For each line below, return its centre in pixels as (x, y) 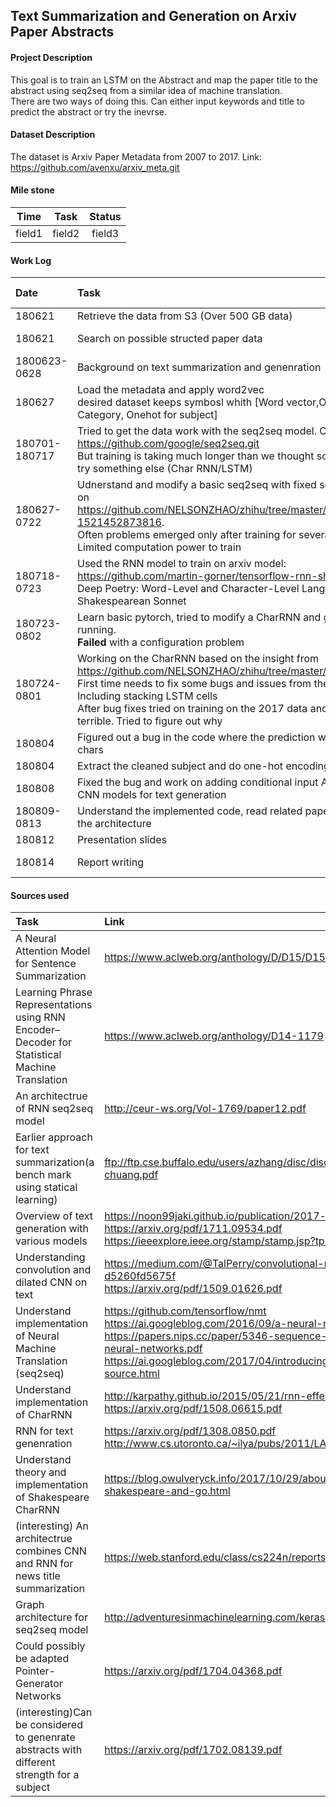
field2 (66, 233)
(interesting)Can (54, 1712)
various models (51, 1241)
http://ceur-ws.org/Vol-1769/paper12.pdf (205, 1109)
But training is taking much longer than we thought (196, 456)
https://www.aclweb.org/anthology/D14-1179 (214, 1036)
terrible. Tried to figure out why (150, 721)
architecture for (51, 1617)
